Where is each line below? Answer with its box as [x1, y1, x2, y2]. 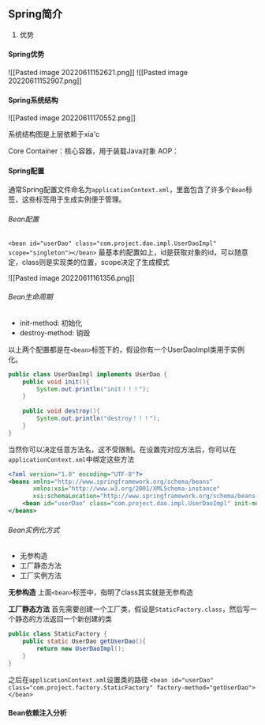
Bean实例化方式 [8, 525, 61, 534]
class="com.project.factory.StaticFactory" [8, 683, 154, 692]
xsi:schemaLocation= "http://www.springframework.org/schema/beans [32, 493, 256, 500]
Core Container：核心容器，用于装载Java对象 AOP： [8, 146, 180, 156]
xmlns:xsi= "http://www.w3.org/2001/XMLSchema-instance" [32, 485, 221, 493]
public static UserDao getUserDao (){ [22, 637, 147, 646]
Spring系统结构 [8, 95, 59, 104]
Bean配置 [8, 214, 39, 224]
